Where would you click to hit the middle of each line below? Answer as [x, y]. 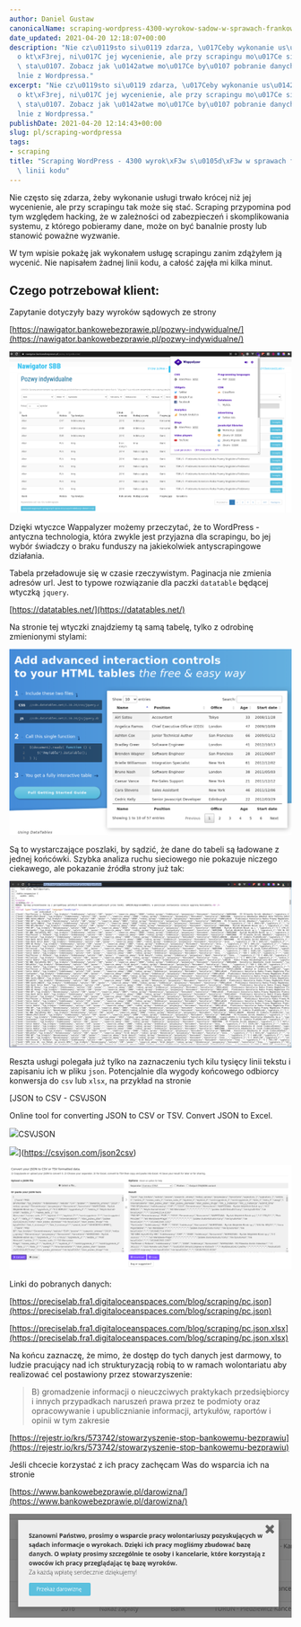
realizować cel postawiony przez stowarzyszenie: [101, 1375]
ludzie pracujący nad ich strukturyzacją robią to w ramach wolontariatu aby [148, 1365]
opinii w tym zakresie [70, 1420]
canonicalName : [38, 28]
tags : [19, 142]
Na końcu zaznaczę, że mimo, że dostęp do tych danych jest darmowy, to [146, 1356]
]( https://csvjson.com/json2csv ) [77, 1152]
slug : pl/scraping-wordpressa [66, 133]
